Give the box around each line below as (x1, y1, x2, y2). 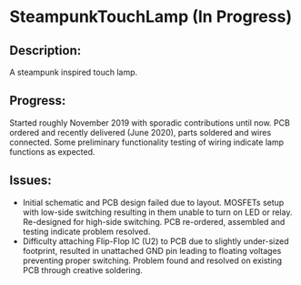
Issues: (9, 173, 52, 188)
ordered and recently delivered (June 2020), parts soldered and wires (9, 127, 272, 137)
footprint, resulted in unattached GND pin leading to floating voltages (22, 245, 282, 256)
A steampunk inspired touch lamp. (9, 66, 138, 77)
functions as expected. (9, 146, 95, 157)
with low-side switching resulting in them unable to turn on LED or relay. (22, 207, 293, 218)
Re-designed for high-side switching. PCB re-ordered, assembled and (22, 216, 286, 227)
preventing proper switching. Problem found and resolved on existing (22, 255, 283, 266)
